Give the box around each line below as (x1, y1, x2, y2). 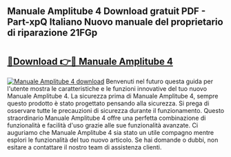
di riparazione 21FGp (7, 27, 98, 39)
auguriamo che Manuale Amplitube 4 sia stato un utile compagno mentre (7, 129, 214, 136)
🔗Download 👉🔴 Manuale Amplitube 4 (7, 55, 174, 67)
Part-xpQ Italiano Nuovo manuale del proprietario (7, 17, 223, 28)
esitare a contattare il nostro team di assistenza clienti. (7, 143, 162, 151)
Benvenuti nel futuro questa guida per (106, 77, 214, 85)
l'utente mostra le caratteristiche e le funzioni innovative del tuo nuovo (7, 85, 208, 92)
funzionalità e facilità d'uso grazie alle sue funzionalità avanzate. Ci (7, 121, 199, 129)
